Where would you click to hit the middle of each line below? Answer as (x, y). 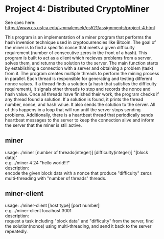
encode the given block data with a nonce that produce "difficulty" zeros (78, 173)
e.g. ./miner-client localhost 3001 (38, 210)
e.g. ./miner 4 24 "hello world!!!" (37, 162)
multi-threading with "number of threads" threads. (56, 178)
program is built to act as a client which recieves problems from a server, (79, 58)
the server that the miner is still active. (44, 125)
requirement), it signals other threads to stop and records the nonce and (78, 89)
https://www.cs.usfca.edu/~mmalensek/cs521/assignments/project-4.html (80, 27)
